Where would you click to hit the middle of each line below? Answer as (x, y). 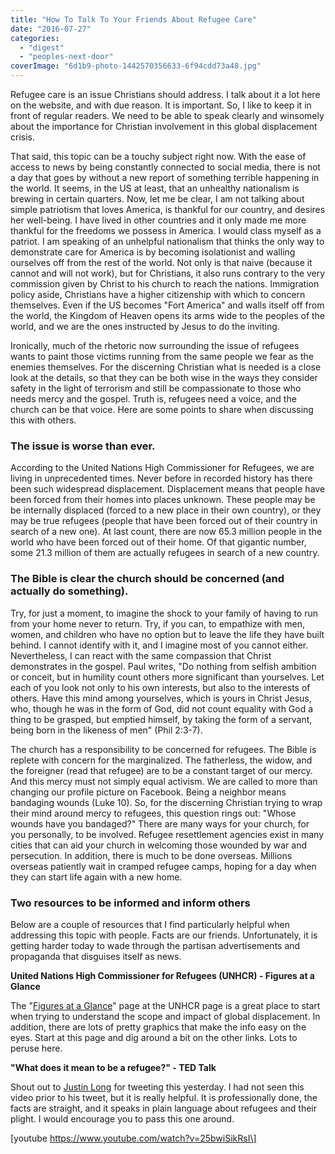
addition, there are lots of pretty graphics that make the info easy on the (158, 1027)
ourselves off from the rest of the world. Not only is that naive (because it (161, 262)
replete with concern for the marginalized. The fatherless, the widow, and (161, 760)
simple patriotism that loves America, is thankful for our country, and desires (168, 209)
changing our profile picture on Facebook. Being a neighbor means (148, 792)
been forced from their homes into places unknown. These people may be (163, 500)
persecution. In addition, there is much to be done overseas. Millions (151, 855)
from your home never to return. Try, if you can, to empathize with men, (157, 623)
